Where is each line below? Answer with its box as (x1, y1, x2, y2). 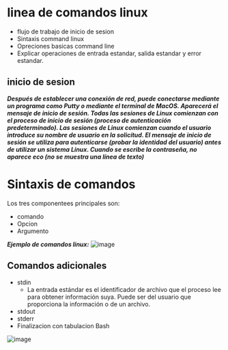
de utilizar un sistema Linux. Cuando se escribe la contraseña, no (7, 145, 197, 153)
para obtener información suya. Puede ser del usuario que (27, 293, 192, 301)
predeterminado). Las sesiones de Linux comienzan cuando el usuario (7, 123, 212, 131)
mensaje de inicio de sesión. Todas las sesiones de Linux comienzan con (7, 109, 218, 117)
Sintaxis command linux (16, 34, 84, 42)
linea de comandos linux (7, 5, 148, 21)
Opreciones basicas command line (16, 42, 115, 50)
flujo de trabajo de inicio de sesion (16, 27, 115, 36)
